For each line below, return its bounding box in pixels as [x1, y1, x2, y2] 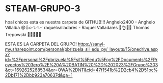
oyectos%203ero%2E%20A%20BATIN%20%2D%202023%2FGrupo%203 [5, 62, 158, 67]
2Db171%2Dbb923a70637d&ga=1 [5, 72, 73, 78]
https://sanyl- [78, 41, 106, 47]
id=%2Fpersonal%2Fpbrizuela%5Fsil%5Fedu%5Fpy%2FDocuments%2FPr [5, 57, 158, 62]
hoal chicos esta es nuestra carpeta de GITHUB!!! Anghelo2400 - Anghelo [5, 19, 156, 25]
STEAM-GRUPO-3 [5, 3, 81, 14]
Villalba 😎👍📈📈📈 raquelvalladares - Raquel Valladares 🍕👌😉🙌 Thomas [5, 24, 150, 30]
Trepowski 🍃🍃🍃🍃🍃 [5, 31, 42, 37]
